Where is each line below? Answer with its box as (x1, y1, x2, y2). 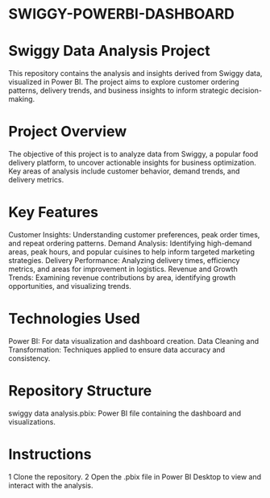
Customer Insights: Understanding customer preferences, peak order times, (8, 230, 260, 239)
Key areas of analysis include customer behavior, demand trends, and (8, 166, 240, 176)
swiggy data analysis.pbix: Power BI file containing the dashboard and (8, 408, 242, 418)
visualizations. (8, 416, 56, 426)
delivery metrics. (8, 175, 64, 185)
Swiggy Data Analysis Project (8, 42, 211, 61)
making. (8, 94, 35, 104)
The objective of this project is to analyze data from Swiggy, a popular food (8, 149, 259, 159)
